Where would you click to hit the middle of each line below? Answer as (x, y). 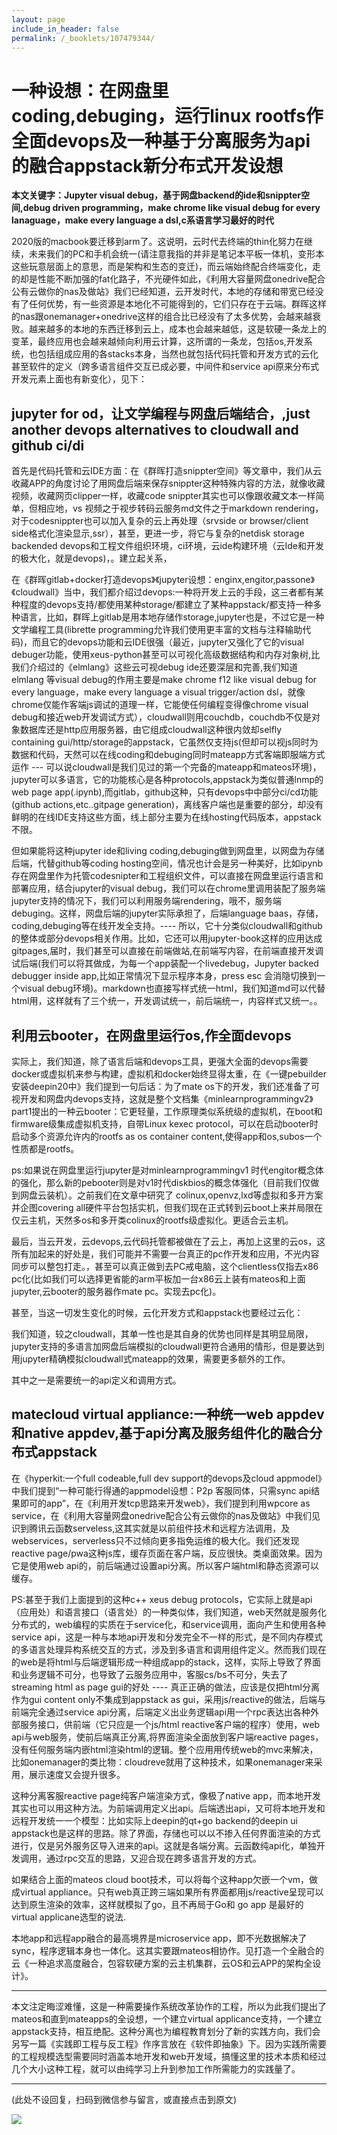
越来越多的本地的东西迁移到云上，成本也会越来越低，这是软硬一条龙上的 (177, 329)
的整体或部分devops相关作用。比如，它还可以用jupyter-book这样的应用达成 (167, 938)
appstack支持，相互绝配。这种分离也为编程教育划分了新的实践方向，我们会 (166, 2031)
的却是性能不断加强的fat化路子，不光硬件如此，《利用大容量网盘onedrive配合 (168, 279)
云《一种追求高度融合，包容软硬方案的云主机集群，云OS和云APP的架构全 (162, 1963)
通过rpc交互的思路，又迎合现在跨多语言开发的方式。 (154, 1858)
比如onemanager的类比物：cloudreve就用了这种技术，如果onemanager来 (162, 1762)
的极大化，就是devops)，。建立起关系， (92, 558)
